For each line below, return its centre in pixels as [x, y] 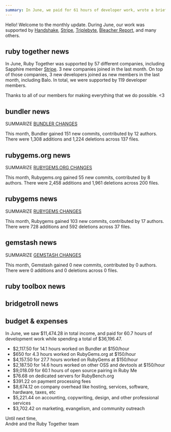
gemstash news [31, 243]
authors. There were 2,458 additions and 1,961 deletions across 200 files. [82, 183]
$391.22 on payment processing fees [52, 381]
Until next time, [21, 418]
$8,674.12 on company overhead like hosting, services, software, [81, 387]
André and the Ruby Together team [42, 424]
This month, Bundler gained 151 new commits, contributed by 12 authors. [81, 134]
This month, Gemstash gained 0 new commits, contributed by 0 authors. [81, 265]
